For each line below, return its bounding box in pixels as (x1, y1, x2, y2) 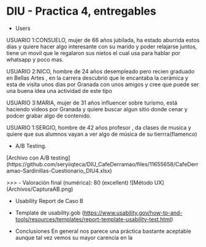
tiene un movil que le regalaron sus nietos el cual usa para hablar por (6, 49, 181, 56)
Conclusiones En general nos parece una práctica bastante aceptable (15, 227, 191, 235)
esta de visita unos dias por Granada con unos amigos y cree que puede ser (6, 81, 199, 88)
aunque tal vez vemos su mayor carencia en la (15, 234, 133, 241)
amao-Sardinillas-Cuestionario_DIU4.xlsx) (6, 167, 112, 174)
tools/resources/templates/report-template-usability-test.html (15, 215, 172, 223)
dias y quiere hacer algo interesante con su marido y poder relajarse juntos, (6, 43, 197, 50)
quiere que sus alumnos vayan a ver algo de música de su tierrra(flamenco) (6, 130, 197, 138)
